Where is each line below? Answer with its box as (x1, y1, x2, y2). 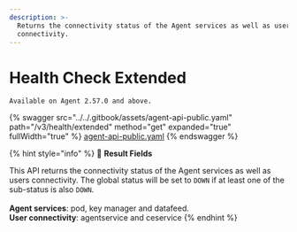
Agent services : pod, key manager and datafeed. (9, 203, 190, 213)
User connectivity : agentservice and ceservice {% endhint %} (9, 213, 238, 223)
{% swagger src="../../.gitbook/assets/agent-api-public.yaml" (9, 112, 232, 123)
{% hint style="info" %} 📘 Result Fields (9, 148, 153, 159)
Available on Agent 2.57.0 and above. (9, 97, 152, 106)
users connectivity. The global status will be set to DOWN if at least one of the (9, 174, 285, 186)
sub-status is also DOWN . (9, 184, 95, 195)
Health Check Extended (9, 67, 187, 88)
